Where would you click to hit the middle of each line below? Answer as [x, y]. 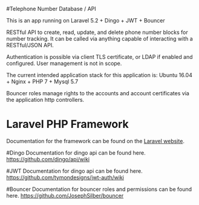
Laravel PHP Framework [67, 124]
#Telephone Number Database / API [51, 9]
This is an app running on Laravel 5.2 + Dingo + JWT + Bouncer [86, 20]
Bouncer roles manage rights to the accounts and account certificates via [98, 93]
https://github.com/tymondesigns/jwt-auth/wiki [65, 177]
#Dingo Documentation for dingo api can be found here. [76, 153]
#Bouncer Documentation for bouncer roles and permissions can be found [99, 189]
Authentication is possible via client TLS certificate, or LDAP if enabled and [99, 57]
